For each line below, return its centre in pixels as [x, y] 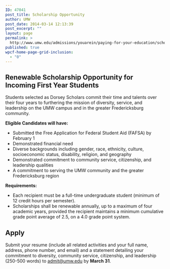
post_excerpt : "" [24, 29]
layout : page [19, 33]
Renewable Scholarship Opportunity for [69, 77]
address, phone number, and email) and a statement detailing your [75, 250]
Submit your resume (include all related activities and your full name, [77, 245]
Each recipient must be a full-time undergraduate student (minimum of [86, 195]
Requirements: [21, 186]
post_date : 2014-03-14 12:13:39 [39, 24]
